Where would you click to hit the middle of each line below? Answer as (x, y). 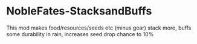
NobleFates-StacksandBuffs (79, 11)
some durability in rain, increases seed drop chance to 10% (80, 34)
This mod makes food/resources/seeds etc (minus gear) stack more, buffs (99, 28)
